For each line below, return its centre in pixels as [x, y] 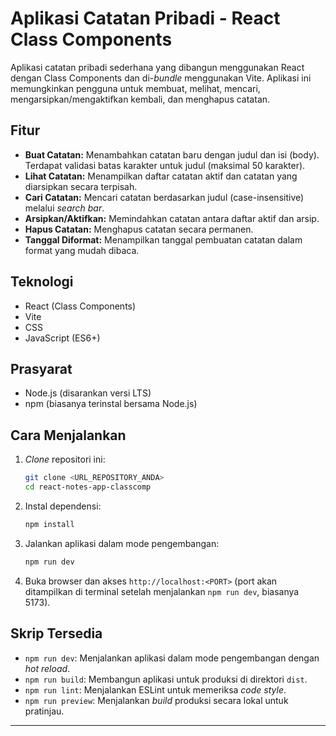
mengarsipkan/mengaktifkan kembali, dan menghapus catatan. [140, 99]
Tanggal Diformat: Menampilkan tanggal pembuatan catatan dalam [163, 239]
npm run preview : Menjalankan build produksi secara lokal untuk [156, 700]
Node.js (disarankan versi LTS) [88, 393]
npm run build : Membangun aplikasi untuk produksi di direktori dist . [166, 679]
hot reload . [47, 668]
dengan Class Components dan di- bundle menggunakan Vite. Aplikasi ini [161, 78]
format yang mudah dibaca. [82, 250]
